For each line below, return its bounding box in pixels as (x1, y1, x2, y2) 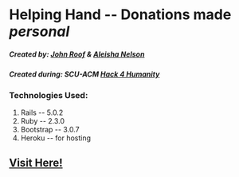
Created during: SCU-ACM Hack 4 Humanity (9, 69, 160, 79)
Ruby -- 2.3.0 (20, 116, 65, 125)
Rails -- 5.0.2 (20, 108, 64, 117)
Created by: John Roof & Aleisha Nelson (9, 49, 145, 59)
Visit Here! (9, 156, 63, 170)
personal (9, 22, 70, 41)
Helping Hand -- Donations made (9, 6, 232, 24)
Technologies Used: (9, 89, 88, 100)
